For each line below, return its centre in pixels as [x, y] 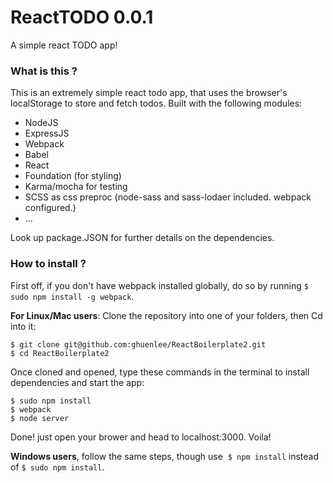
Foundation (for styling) [73, 176]
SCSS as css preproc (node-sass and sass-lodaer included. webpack [168, 197]
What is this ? [44, 71]
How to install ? [48, 264]
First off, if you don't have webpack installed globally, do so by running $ [159, 285]
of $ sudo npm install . [57, 467]
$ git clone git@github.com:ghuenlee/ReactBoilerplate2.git [138, 344]
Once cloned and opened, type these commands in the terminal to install [160, 372]
